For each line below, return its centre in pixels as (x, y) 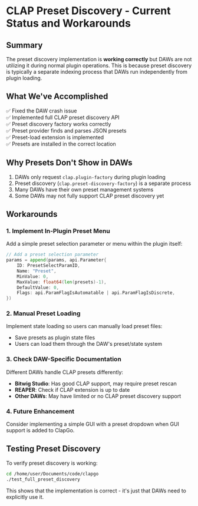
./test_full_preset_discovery (43, 479)
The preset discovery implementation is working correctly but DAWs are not (99, 59)
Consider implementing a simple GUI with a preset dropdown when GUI (93, 424)
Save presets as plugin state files (55, 338)
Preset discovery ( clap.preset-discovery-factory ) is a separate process (103, 183)
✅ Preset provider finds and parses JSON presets (66, 130)
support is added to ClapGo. (40, 431)
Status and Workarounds (69, 23)
